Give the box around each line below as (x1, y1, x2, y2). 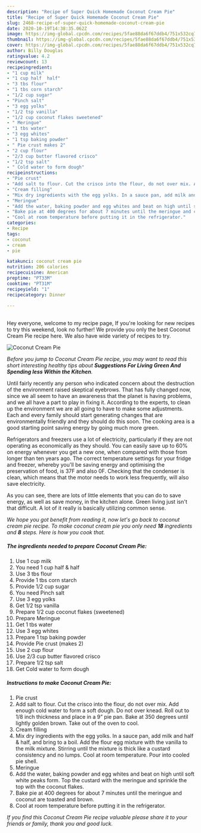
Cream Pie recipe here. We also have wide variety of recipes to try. (7, 332, 171, 339)
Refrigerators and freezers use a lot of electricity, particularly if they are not (7, 436, 193, 443)
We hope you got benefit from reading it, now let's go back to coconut (7, 516, 180, 523)
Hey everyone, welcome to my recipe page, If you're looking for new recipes (7, 320, 195, 327)
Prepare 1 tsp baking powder (15, 634, 86, 641)
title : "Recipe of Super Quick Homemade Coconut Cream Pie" (7, 14, 160, 20)
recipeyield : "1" (7, 286, 50, 292)
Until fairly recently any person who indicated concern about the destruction (7, 380, 194, 387)
